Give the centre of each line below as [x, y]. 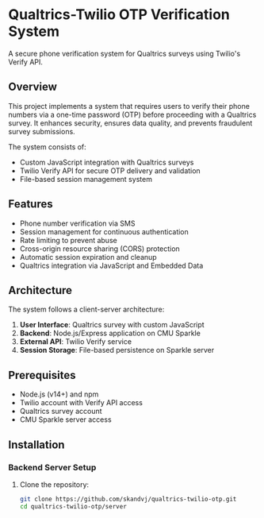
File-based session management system [86, 179]
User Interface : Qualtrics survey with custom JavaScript [112, 325]
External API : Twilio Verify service [76, 342]
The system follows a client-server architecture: [86, 309]
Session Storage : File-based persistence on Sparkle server [117, 350]
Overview [33, 87]
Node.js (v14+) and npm [59, 394]
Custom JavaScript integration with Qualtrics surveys [107, 162]
